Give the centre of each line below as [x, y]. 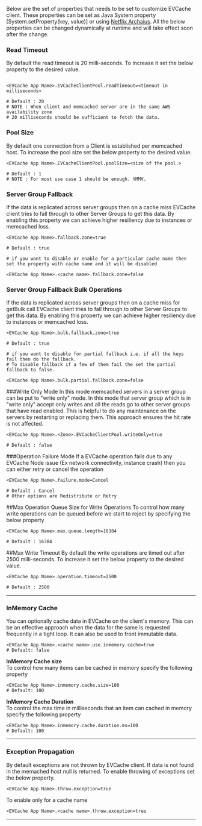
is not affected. [25, 424]
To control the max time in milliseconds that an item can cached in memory [99, 708]
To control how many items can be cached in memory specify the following [99, 668]
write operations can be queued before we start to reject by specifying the [99, 514]
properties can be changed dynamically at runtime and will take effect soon [100, 28]
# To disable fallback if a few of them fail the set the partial [91, 365]
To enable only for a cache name [47, 800]
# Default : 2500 [28, 587]
